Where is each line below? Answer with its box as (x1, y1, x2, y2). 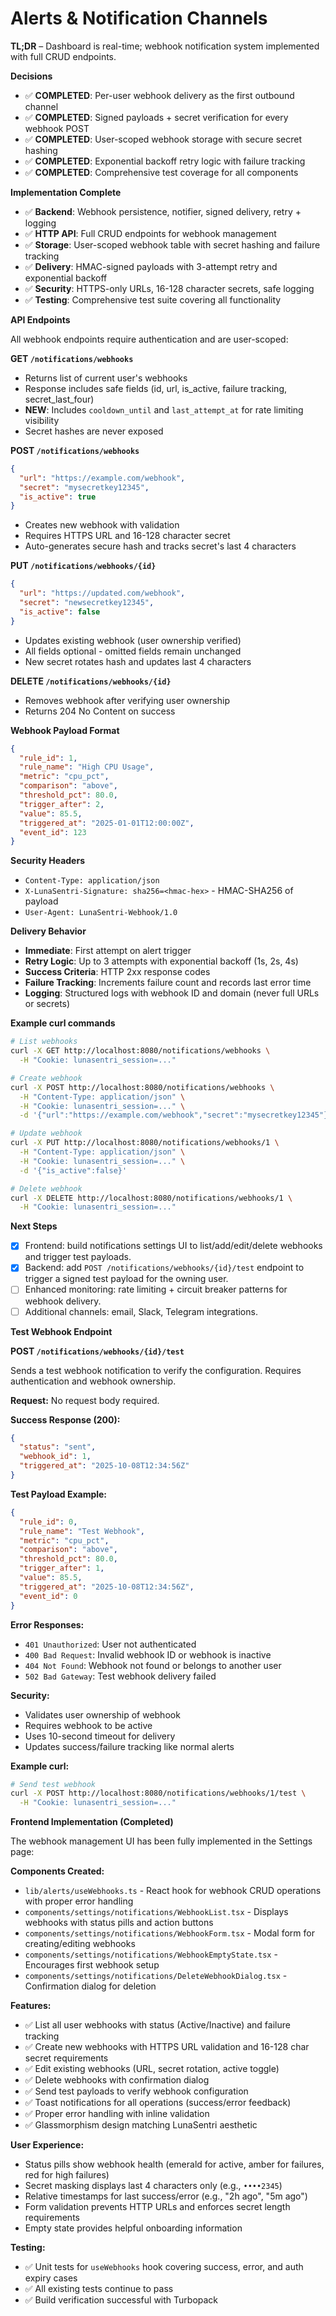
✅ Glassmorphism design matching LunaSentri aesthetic (24, 2119, 258, 2131)
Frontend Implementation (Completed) (10, 1816, 174, 1828)
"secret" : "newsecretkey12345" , (19, 598, 155, 608)
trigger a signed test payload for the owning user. (24, 1273, 229, 1285)
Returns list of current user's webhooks (24, 372, 188, 384)
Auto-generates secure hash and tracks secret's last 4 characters (24, 540, 297, 552)
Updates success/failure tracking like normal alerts (24, 1740, 235, 1752)
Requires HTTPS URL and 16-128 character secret (24, 530, 231, 542)
